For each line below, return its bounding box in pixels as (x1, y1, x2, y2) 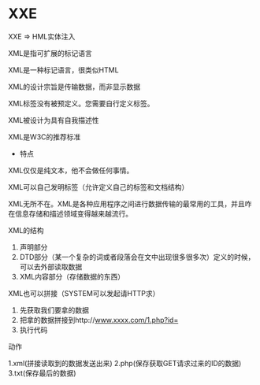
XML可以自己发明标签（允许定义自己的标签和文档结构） (8, 182, 189, 191)
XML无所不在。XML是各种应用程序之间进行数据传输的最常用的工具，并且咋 (8, 198, 252, 209)
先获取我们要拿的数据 (19, 305, 89, 315)
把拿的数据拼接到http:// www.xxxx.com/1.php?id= (19, 315, 179, 324)
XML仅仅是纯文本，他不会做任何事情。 (8, 165, 134, 175)
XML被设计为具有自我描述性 (8, 115, 100, 124)
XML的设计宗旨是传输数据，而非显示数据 (8, 82, 141, 91)
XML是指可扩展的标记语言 (8, 48, 93, 57)
